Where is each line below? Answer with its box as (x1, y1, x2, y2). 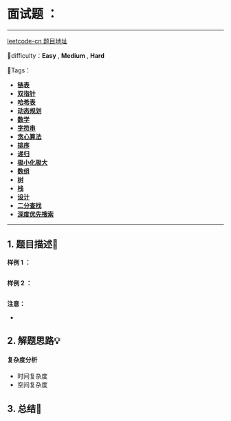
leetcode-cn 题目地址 (7, 37, 67, 45)
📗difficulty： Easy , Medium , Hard (7, 51, 104, 59)
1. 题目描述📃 (7, 238, 58, 250)
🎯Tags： (7, 66, 32, 74)
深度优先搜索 (16, 209, 54, 218)
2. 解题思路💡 (7, 335, 60, 347)
